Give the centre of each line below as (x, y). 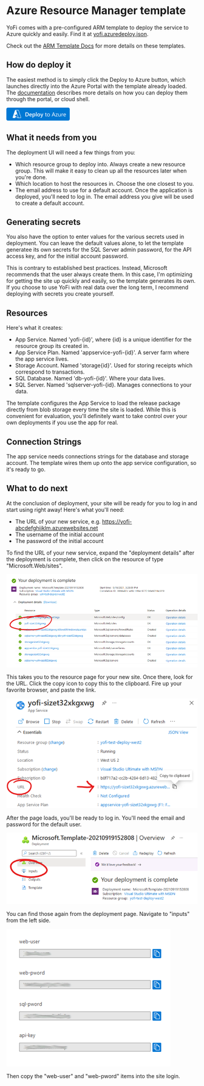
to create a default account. (50, 203)
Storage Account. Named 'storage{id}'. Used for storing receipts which (104, 366)
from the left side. (29, 920)
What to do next (37, 488)
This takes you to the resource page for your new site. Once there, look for (100, 677)
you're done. (31, 177)
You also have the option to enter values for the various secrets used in (95, 237)
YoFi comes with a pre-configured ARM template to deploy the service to (98, 27)
